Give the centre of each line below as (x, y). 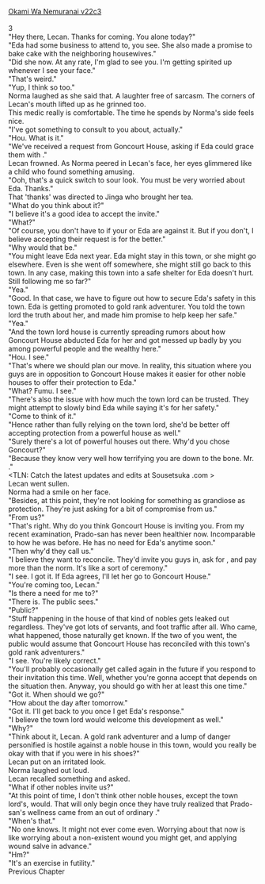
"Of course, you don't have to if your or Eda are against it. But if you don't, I (131, 231)
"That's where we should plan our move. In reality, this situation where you (130, 365)
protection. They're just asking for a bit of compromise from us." (113, 509)
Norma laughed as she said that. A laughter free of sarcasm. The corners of (132, 96)
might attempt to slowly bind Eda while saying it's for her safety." (114, 407)
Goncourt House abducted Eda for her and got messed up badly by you (125, 340)
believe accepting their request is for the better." (87, 239)
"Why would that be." (43, 248)
